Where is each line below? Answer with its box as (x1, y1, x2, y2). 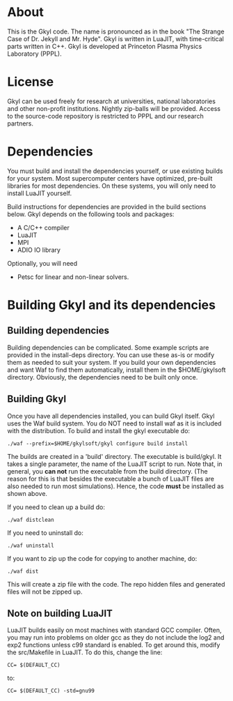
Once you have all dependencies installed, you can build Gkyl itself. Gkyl (7, 412, 215, 420)
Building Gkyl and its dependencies (7, 297, 216, 312)
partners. (7, 119, 33, 128)
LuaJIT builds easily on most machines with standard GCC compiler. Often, (7, 626, 222, 635)
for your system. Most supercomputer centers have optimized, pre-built (7, 174, 213, 182)
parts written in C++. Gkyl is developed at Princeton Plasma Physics (7, 42, 202, 50)
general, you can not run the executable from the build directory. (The (7, 467, 208, 475)
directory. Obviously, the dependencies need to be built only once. (7, 372, 198, 381)
